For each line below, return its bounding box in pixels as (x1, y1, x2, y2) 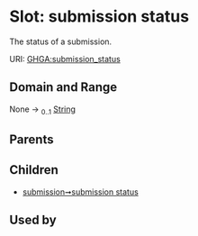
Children (9, 162, 58, 177)
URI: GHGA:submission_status (9, 53, 121, 64)
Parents (9, 132, 54, 147)
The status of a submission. (9, 36, 112, 47)
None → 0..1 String (9, 104, 76, 116)
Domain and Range (9, 79, 118, 95)
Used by (9, 213, 57, 228)
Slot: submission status (9, 6, 190, 27)
